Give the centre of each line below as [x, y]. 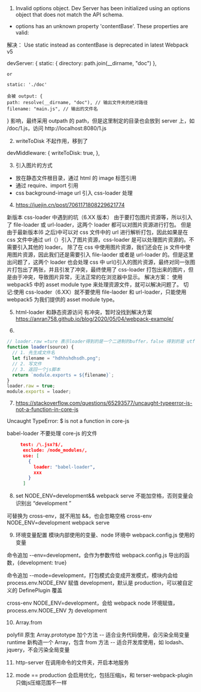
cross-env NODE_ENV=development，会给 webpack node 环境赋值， [92, 603]
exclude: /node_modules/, [55, 450]
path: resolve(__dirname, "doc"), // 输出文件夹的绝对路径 [77, 103]
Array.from [29, 623]
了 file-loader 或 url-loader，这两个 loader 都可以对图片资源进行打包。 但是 [99, 225]
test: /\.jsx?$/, [42, 445]
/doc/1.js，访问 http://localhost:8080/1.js [57, 129]
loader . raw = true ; [31, 386]
